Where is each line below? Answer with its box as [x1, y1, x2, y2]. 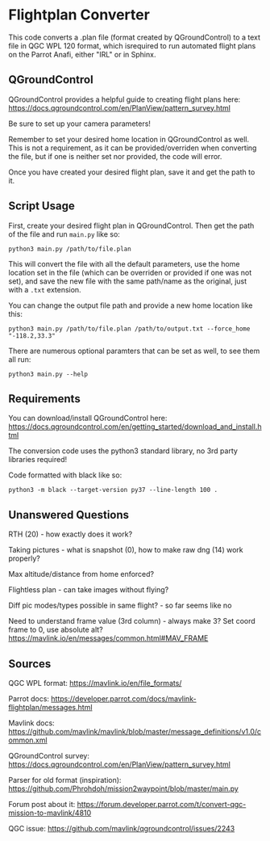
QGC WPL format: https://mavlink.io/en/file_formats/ [8, 679, 182, 688]
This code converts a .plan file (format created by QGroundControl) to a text [8, 32, 260, 42]
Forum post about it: [8, 800, 76, 809]
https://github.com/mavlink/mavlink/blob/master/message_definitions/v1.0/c [8, 727, 262, 736]
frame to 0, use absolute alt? [8, 624, 103, 635]
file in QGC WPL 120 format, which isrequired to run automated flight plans [8, 40, 256, 50]
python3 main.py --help [8, 370, 89, 378]
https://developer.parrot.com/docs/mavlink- [51, 694, 197, 704]
